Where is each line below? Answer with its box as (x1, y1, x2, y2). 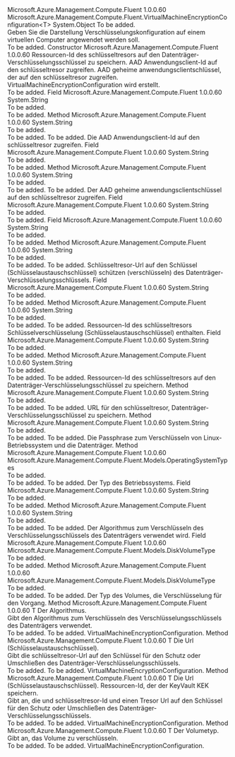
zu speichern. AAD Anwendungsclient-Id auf (88, 58, 217, 66)
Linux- (203, 433, 222, 442)
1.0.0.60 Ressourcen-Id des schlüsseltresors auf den (7, 51, 161, 59)
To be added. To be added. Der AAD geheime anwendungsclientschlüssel (7, 186, 222, 194)
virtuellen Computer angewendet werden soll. (7, 35, 140, 44)
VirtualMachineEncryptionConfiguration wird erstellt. (7, 81, 160, 89)
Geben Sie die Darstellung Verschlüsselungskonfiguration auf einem (7, 28, 206, 36)
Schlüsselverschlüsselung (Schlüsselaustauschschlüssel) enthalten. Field (7, 329, 221, 336)
